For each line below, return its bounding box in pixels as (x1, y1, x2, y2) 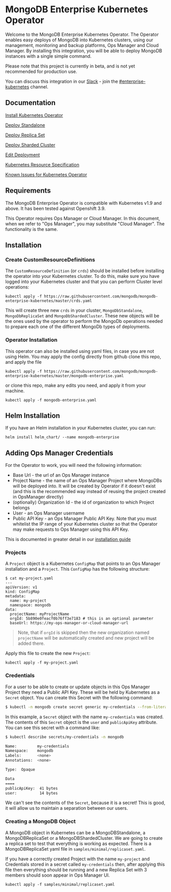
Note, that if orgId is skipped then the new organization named (17, 629, 150, 636)
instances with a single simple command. (5, 53, 92, 59)
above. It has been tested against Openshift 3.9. (5, 205, 106, 212)
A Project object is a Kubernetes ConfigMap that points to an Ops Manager (5, 560, 161, 567)
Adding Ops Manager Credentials (5, 449, 113, 457)
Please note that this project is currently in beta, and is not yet (5, 63, 135, 69)
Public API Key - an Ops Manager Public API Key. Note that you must (12, 515, 157, 522)
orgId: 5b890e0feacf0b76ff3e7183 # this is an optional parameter (10, 616, 154, 621)
